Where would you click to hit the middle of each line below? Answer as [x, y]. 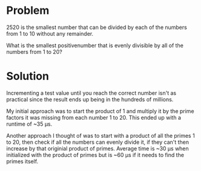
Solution [28, 76]
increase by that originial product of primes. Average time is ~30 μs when [97, 148]
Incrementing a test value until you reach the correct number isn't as [91, 93]
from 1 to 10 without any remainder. [50, 33]
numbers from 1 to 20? [34, 51]
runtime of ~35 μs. [29, 124]
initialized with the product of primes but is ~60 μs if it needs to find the [95, 155]
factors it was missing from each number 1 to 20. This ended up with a [94, 117]
